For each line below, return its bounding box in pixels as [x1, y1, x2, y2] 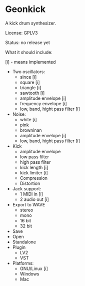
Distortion [19, 180, 40, 186]
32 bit [19, 223, 32, 229]
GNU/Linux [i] [19, 265, 48, 271]
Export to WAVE [12, 201, 45, 207]
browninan [19, 127, 42, 133]
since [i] [19, 74, 37, 80]
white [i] [19, 116, 37, 122]
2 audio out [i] [19, 196, 49, 202]
